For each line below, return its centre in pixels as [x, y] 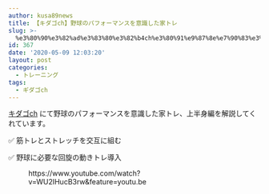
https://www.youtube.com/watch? [84, 173]
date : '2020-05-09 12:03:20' [57, 53]
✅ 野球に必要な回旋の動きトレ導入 [65, 157]
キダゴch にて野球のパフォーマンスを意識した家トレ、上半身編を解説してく [132, 113]
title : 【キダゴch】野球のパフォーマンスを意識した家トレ [93, 23]
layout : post [30, 61]
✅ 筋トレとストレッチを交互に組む [65, 141]
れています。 [29, 124]
